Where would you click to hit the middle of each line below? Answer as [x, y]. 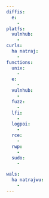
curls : [14, 46]
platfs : [16, 29]
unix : [19, 68]
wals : [13, 174]
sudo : [19, 158]
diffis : [16, 12]
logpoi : [21, 124]
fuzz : [19, 101]
